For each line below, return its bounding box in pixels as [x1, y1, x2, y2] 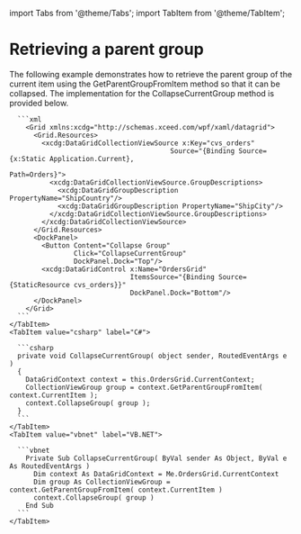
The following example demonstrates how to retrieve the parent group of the [9, 68, 293, 79]
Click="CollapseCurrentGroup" [73, 249, 187, 258]
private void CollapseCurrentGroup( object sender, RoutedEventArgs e [17, 351, 288, 360]
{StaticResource [9, 280, 70, 289]
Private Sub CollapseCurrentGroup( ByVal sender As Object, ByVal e [25, 454, 288, 463]
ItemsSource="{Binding [129, 272, 216, 282]
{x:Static [9, 154, 47, 163]
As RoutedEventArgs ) [9, 461, 91, 471]
